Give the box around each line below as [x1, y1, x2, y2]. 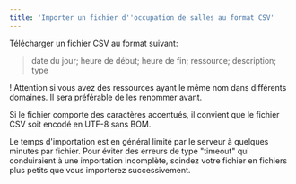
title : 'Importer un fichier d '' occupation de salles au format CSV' [9, 13, 275, 22]
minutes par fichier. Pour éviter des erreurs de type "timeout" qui [9, 145, 249, 156]
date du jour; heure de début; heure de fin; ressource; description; [30, 55, 276, 66]
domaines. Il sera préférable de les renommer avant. [9, 92, 203, 102]
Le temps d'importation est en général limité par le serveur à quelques [9, 136, 269, 146]
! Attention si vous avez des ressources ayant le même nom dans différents [9, 82, 287, 92]
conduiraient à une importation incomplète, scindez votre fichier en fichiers [9, 154, 288, 166]
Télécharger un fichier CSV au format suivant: [9, 38, 178, 48]
